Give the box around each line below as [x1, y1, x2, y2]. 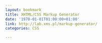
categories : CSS [5, 26, 39, 31]
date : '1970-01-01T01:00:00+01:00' [5, 16, 80, 21]
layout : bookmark [5, 7, 42, 12]
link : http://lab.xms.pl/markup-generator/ [5, 21, 98, 26]
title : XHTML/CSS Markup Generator [5, 12, 80, 17]
